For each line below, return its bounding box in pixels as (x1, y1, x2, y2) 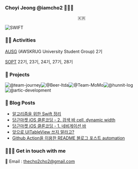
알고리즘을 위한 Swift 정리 (12, 111, 62, 117)
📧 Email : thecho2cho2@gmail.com (5, 158, 75, 164)
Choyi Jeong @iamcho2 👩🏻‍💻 (5, 4, 74, 11)
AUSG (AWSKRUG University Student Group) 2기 (5, 48, 103, 54)
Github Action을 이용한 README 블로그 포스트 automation (12, 135, 125, 141)
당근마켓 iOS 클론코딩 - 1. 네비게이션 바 (12, 123, 86, 129)
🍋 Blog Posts (5, 99, 35, 106)
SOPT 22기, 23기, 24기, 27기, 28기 (5, 59, 73, 64)
